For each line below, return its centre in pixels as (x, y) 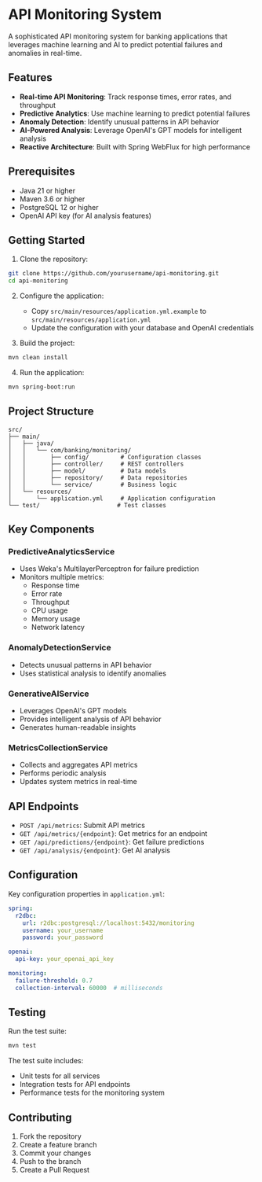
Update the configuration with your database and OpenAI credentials (142, 328)
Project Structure (51, 412)
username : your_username (63, 930)
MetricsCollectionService (58, 747)
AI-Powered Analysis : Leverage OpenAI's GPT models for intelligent (130, 130)
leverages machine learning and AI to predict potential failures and (116, 44)
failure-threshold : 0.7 (54, 981)
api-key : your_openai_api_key (64, 959)
